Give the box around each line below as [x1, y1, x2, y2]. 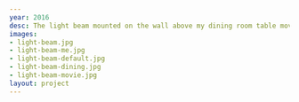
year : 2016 [9, 12, 50, 22]
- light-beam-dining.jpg [9, 63, 101, 72]
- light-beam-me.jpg [9, 46, 86, 55]
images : [9, 29, 38, 38]
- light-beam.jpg [9, 37, 74, 47]
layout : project [9, 79, 69, 88]
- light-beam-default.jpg [9, 54, 105, 63]
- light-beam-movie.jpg [9, 71, 98, 80]
